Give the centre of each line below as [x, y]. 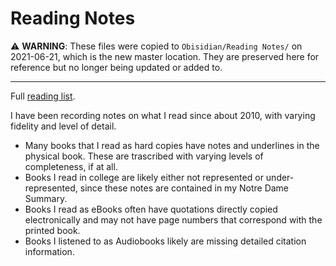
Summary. [46, 198]
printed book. [52, 230]
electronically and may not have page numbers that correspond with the [173, 219]
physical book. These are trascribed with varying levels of [144, 156]
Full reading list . [43, 96]
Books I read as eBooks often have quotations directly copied [151, 209]
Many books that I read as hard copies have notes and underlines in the [172, 145]
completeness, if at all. [71, 166]
